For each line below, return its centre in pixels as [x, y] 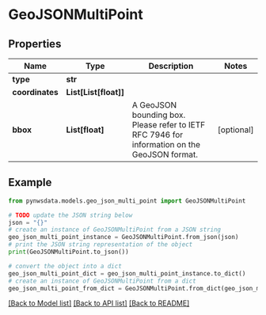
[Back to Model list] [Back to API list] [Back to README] [99, 303]
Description [171, 66]
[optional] [236, 130]
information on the [166, 144]
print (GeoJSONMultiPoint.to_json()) [68, 252]
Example [30, 182]
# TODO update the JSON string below [70, 215]
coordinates [36, 92]
